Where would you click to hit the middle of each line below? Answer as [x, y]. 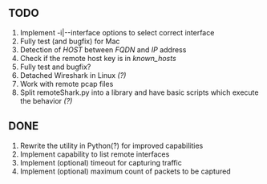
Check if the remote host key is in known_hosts [98, 58]
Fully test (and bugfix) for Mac [70, 41]
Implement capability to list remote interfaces [95, 154]
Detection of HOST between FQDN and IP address [103, 49]
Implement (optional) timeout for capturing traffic [101, 162]
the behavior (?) [46, 100]
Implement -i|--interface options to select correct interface [117, 32]
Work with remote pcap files [67, 84]
